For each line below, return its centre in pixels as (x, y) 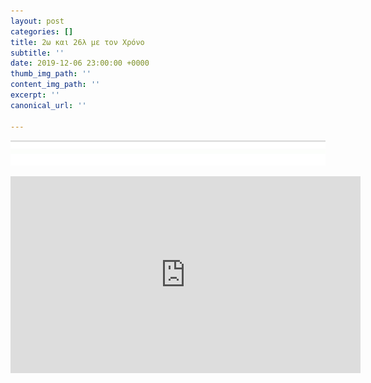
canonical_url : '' (48, 105)
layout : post (37, 21)
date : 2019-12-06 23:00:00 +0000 (80, 63)
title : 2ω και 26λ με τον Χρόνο (77, 42)
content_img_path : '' (55, 85)
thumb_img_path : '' (51, 74)
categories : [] (42, 31)
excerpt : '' (35, 95)
